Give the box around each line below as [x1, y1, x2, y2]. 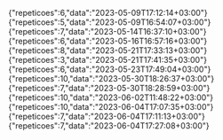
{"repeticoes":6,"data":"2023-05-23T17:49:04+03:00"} [8, 64, 211, 74]
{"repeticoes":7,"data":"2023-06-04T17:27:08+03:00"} [8, 121, 210, 131]
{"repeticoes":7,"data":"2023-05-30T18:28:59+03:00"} [8, 83, 211, 93]
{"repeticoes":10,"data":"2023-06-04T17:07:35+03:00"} [8, 102, 214, 112]
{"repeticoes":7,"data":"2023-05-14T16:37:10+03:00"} [8, 27, 207, 36]
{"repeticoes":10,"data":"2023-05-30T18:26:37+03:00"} [8, 74, 215, 83]
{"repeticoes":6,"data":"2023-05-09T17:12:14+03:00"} [8, 8, 208, 18]
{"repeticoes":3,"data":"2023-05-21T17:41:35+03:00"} [8, 55, 208, 65]
